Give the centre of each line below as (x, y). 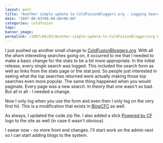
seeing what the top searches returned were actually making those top (76, 76)
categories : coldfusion (29, 23)
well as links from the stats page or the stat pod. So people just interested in (81, 71)
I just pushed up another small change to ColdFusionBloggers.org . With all (79, 50)
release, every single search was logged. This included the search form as (79, 65)
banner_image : (19, 32)
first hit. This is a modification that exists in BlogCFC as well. (65, 106)
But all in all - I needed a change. (38, 91)
